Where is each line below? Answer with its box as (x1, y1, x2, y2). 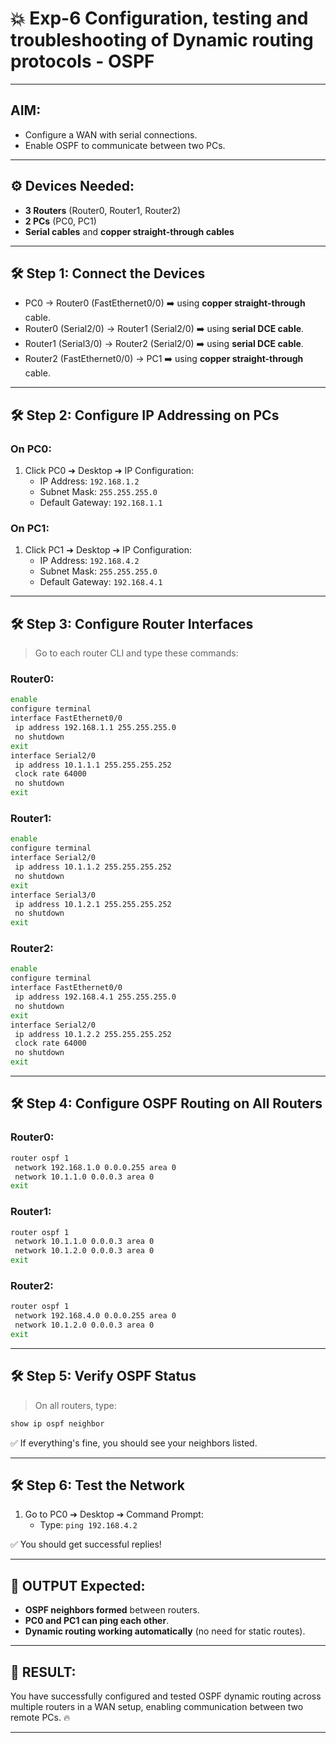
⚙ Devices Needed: (10, 178, 135, 195)
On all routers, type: (34, 1399, 117, 1411)
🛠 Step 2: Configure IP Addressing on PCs (10, 407, 280, 424)
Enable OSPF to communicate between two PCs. (24, 139, 226, 151)
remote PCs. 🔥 (10, 1711, 71, 1723)
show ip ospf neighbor (10, 1418, 105, 1429)
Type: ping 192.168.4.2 (39, 1519, 138, 1531)
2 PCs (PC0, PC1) (24, 215, 97, 227)
